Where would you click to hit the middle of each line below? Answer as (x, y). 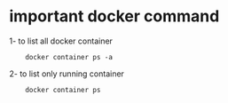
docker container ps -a (69, 57)
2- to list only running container (67, 74)
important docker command (114, 16)
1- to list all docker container (61, 41)
